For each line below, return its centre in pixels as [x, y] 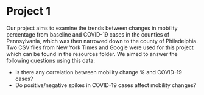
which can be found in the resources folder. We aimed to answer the [92, 54]
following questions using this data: [51, 60]
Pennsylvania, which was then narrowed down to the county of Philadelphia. [102, 41]
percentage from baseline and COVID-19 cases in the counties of [88, 34]
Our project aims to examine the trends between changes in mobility [92, 28]
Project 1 [28, 11]
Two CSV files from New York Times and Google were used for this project [100, 47]
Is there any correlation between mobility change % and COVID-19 [99, 72]
